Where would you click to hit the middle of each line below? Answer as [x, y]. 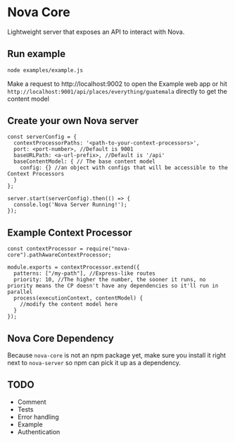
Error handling [38, 417]
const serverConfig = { [42, 137]
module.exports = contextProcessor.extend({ [74, 268]
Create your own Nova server [73, 121]
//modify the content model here [69, 305]
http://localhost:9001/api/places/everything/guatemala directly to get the [117, 91]
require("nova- [108, 249]
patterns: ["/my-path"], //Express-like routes [85, 274]
